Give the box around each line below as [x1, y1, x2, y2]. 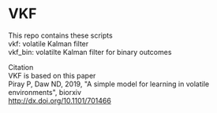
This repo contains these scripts [8, 31, 113, 40]
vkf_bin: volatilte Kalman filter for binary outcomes [8, 47, 172, 56]
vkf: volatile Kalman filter [8, 38, 89, 48]
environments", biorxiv [8, 87, 81, 97]
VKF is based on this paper [8, 71, 96, 80]
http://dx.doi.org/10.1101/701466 [8, 96, 112, 105]
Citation [8, 62, 34, 71]
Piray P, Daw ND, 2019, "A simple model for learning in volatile [8, 79, 210, 89]
